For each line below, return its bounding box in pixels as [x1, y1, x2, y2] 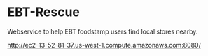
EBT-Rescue [7, 4, 81, 20]
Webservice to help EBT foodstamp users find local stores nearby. [7, 27, 198, 36]
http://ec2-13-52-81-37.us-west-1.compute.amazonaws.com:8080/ [7, 41, 201, 49]
